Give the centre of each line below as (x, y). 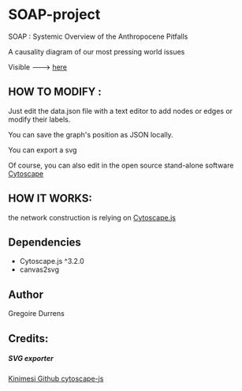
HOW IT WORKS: (50, 199)
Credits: (28, 338)
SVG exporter (31, 359)
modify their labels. (39, 119)
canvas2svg (39, 269)
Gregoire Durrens (36, 314)
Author (26, 294)
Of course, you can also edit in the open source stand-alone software (121, 165)
